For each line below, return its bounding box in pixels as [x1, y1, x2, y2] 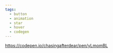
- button [9, 12, 27, 16]
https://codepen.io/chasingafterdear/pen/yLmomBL [5, 43, 108, 48]
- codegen [9, 29, 29, 34]
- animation [9, 16, 34, 21]
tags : [5, 7, 16, 12]
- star [9, 20, 23, 26]
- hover [9, 25, 25, 30]
